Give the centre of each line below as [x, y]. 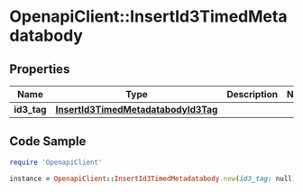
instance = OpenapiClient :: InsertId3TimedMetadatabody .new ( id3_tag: [141, 178]
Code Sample [48, 142]
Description [252, 94]
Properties [40, 69]
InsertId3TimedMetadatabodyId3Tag [137, 110]
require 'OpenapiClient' [56, 162]
